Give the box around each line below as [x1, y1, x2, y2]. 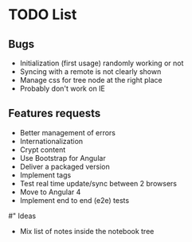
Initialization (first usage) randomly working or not [19, 58, 184, 68]
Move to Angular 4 [19, 187, 81, 197]
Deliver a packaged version [19, 162, 110, 171]
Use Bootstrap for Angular [19, 153, 106, 162]
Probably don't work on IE [19, 84, 106, 93]
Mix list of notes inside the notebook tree [19, 226, 155, 236]
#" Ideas [8, 211, 37, 221]
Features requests [8, 107, 101, 120]
